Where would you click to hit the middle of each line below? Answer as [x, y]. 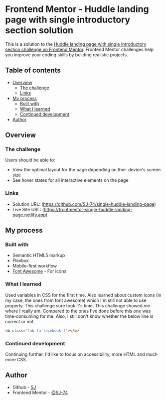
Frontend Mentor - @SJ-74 [40, 393]
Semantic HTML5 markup [39, 256]
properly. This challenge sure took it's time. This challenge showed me [78, 305]
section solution [39, 30]
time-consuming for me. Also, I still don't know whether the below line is [79, 316]
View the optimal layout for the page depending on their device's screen [86, 170]
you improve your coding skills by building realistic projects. [67, 55]
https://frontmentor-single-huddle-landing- [88, 209]
